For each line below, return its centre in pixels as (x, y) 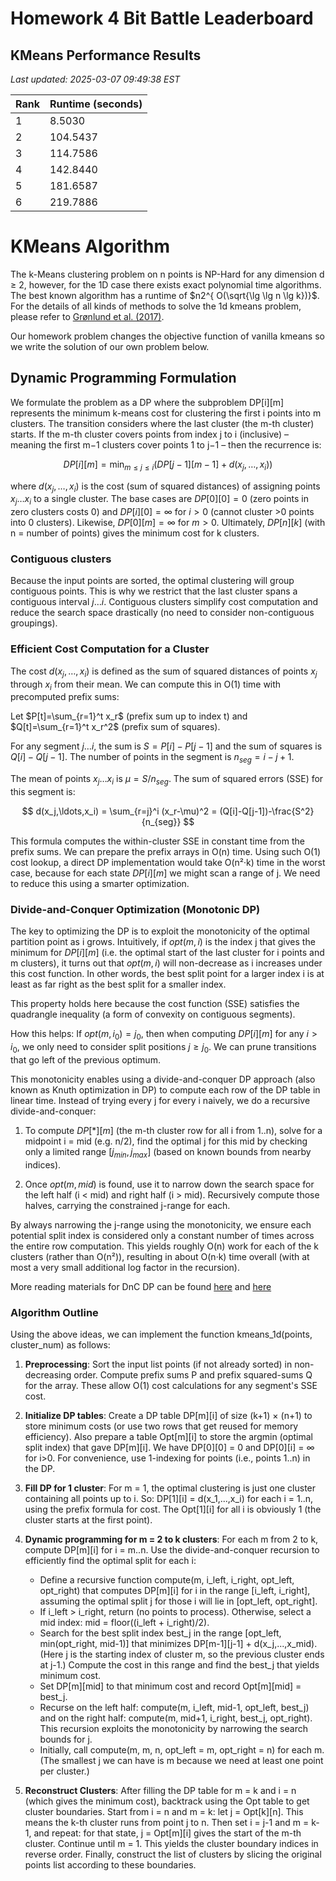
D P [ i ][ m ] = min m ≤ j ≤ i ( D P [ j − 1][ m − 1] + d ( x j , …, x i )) (168, 465)
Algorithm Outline (54, 1312)
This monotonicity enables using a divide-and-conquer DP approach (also (163, 1079)
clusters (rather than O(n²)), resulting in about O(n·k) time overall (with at (160, 1256)
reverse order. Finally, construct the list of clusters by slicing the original (173, 1854)
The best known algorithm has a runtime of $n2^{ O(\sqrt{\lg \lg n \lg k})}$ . (165, 295)
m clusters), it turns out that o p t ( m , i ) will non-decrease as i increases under (166, 963)
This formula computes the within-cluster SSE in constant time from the (157, 841)
